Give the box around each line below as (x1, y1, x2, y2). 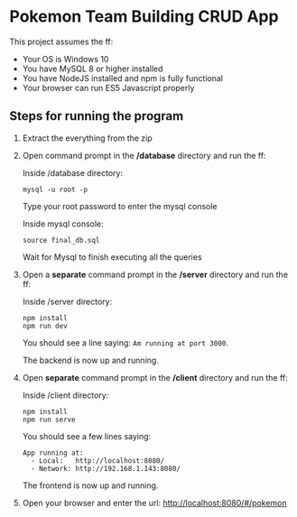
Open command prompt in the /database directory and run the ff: (22, 150, 266, 161)
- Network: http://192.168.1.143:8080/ (31, 464, 181, 473)
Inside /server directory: (22, 296, 113, 307)
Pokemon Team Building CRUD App (9, 6, 279, 27)
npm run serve (22, 415, 76, 424)
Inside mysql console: (22, 218, 104, 229)
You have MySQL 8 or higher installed (22, 63, 163, 74)
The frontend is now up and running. (22, 480, 159, 491)
